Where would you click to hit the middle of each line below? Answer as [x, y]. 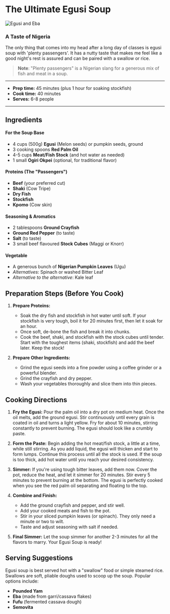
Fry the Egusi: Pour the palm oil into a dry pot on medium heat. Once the [88, 412]
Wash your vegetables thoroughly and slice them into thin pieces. [88, 384]
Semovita [23, 607]
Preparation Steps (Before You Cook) [65, 293]
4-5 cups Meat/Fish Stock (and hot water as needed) [69, 155]
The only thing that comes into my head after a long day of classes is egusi [83, 48]
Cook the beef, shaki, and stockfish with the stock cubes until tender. [92, 337]
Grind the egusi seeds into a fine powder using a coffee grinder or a [91, 368]
